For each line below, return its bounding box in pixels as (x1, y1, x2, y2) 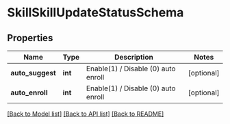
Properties (7, 32, 53, 44)
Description (114, 53, 154, 62)
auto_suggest (10, 69, 56, 77)
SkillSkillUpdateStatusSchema (7, 5, 184, 21)
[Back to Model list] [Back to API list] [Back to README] (7, 110, 164, 118)
